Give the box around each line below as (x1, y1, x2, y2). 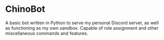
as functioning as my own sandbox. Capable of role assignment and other (5, 25, 159, 31)
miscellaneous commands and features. (5, 30, 88, 36)
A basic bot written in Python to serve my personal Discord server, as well (5, 20, 159, 26)
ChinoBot (5, 3, 45, 15)
